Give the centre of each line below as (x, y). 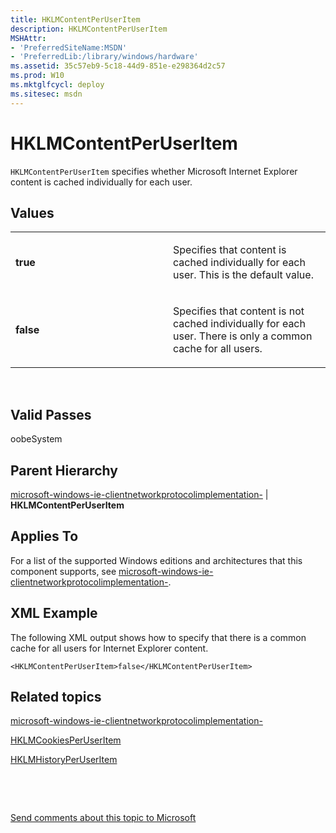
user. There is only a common (243, 336)
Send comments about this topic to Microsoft (103, 818)
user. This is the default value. (243, 275)
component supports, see (63, 571)
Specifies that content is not (239, 311)
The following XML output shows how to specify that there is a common (158, 637)
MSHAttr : (28, 38)
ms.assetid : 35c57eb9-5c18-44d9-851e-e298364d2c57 (118, 66)
